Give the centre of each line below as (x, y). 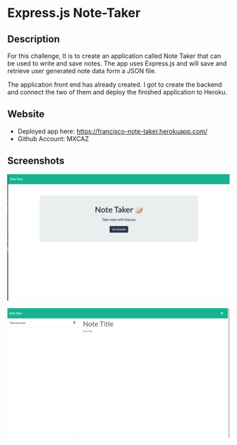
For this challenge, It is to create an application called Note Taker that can (114, 56)
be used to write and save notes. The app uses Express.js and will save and (117, 63)
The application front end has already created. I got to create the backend (115, 85)
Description (34, 39)
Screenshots (36, 161)
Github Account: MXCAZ (53, 138)
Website (26, 114)
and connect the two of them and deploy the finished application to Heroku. (117, 92)
